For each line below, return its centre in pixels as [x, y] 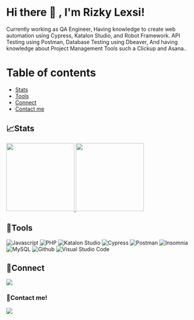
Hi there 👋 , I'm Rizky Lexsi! [76, 12]
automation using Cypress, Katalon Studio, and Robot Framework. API [93, 35]
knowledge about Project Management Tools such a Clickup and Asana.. [97, 48]
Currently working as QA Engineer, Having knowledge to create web [91, 29]
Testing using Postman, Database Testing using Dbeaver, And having [92, 42]
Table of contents [51, 73]
